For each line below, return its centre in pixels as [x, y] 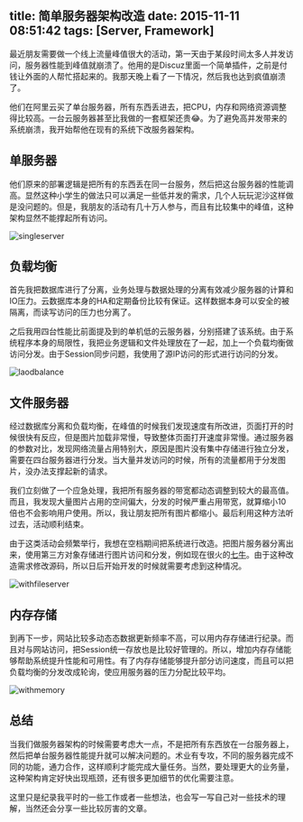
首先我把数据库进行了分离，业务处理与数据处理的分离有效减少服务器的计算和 [151, 290]
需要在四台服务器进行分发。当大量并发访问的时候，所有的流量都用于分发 [143, 460]
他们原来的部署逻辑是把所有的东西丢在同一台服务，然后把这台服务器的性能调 [151, 184]
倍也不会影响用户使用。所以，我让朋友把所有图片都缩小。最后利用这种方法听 [151, 513]
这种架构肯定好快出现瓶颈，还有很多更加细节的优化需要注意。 [124, 778]
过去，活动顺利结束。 [49, 524]
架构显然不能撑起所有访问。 [61, 217]
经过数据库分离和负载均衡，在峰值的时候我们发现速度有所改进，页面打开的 [147, 426]
